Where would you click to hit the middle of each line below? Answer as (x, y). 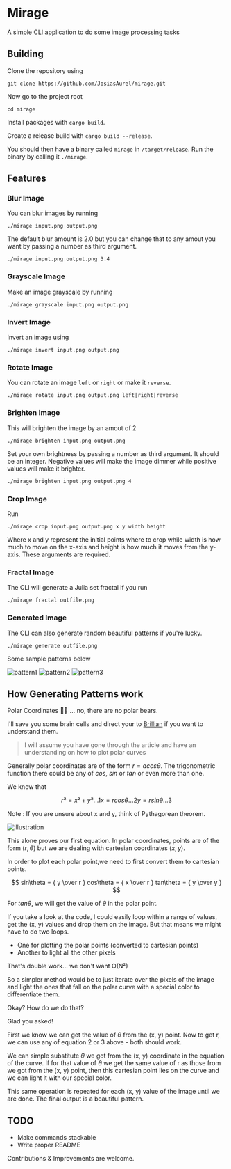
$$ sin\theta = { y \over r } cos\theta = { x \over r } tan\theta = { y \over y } (117, 883)
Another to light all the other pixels (66, 952)
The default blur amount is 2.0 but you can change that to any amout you (112, 239)
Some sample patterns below (49, 659)
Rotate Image (30, 367)
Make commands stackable (57, 1138)
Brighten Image (34, 413)
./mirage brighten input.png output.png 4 (69, 481)
